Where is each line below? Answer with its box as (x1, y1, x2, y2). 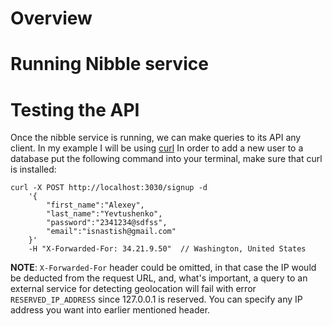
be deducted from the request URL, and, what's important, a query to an (10, 272, 308, 284)
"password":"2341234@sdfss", (46, 218, 168, 228)
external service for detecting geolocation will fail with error (10, 283, 257, 295)
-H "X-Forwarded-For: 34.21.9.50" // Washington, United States (28, 244, 307, 254)
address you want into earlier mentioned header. (10, 304, 211, 316)
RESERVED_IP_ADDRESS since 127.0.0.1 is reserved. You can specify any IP (10, 293, 303, 306)
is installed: (10, 163, 57, 176)
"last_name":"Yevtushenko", (46, 209, 163, 219)
